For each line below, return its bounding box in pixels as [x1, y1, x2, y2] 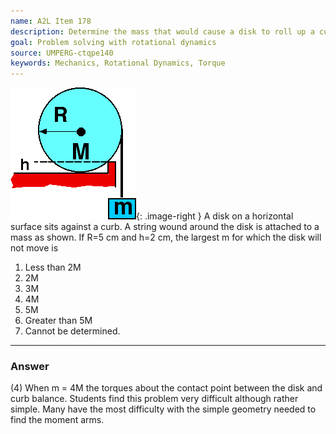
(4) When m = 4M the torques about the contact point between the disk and [10, 382, 323, 394]
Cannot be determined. [24, 325, 121, 337]
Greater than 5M [24, 315, 93, 327]
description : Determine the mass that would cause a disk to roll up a [10, 26, 315, 37]
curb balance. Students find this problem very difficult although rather [10, 393, 299, 405]
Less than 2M [24, 261, 82, 274]
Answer [10, 360, 50, 374]
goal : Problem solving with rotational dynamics [10, 37, 217, 47]
